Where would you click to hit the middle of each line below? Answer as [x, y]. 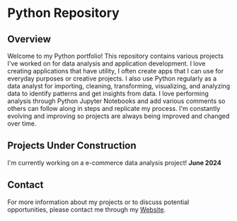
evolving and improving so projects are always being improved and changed [118, 116]
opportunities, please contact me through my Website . [87, 209]
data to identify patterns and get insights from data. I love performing [108, 94]
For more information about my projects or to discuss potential [98, 202]
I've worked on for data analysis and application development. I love [106, 64]
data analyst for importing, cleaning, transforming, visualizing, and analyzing [119, 86]
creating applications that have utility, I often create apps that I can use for [116, 71]
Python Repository [64, 13]
